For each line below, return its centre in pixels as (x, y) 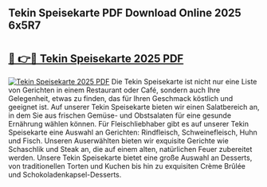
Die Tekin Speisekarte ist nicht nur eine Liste (184, 82)
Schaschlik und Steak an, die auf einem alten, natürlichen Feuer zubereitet (130, 149)
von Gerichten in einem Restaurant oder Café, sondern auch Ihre (114, 90)
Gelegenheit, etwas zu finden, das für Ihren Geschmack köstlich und (121, 98)
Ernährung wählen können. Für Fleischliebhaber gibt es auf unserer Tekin (129, 124)
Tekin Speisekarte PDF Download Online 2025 (125, 13)
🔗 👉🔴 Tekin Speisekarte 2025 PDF (96, 58)
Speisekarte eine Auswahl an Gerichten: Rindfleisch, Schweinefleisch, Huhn (133, 132)
